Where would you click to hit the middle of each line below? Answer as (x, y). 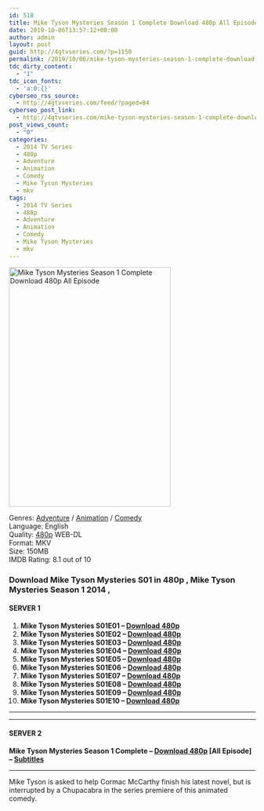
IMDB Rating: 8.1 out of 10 (50, 559)
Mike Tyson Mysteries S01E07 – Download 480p (100, 675)
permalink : (27, 60)
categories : (28, 139)
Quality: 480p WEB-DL (46, 534)
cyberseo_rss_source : (44, 96)
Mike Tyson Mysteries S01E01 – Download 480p (100, 626)
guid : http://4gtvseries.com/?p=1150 (71, 52)
